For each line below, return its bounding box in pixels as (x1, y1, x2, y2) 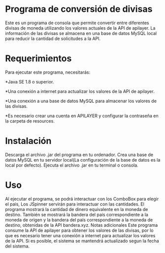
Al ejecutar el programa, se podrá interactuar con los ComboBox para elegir (5, 196, 159, 202)
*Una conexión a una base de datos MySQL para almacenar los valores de (5, 98, 157, 104)
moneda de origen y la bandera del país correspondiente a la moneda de (5, 216, 153, 223)
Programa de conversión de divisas (5, 3, 153, 15)
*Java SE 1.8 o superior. (5, 79, 54, 84)
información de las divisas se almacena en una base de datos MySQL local (5, 30, 157, 36)
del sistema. (5, 243, 30, 249)
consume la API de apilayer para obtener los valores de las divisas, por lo (5, 227, 154, 233)
